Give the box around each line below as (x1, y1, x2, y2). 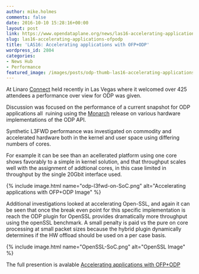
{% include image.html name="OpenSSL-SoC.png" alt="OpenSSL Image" (6, 243, 185, 250)
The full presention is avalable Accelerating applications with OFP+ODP (6, 261, 181, 268)
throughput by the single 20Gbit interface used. (6, 171, 123, 178)
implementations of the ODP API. (6, 116, 86, 124)
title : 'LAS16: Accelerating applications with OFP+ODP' (6, 42, 150, 48)
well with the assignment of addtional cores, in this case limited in (6, 165, 167, 172)
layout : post (6, 25, 38, 32)
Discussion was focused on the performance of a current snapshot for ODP (6, 103, 191, 111)
